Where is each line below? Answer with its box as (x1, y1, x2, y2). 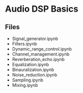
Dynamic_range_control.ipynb (12, 46, 72, 52)
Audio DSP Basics (5, 3, 79, 15)
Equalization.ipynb (12, 62, 50, 67)
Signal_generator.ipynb (12, 36, 58, 41)
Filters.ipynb (12, 41, 37, 47)
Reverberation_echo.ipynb (12, 56, 65, 62)
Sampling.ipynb (12, 77, 44, 83)
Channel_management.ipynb (12, 51, 69, 57)
